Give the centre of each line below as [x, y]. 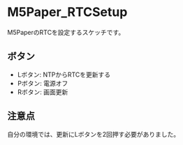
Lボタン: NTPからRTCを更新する [64, 75]
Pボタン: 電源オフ [43, 83]
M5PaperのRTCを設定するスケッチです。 [66, 32]
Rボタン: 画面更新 [43, 92]
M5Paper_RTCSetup [67, 12]
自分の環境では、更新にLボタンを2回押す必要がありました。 [94, 134]
